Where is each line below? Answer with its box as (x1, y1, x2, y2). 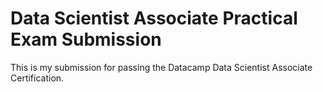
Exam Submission (10, 28, 162, 51)
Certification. (10, 72, 65, 84)
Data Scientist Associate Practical (10, 7, 298, 30)
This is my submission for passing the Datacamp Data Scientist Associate (10, 61, 313, 73)
